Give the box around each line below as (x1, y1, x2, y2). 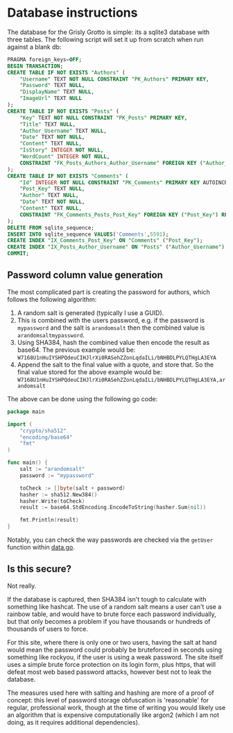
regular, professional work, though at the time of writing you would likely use (7, 703, 226, 711)
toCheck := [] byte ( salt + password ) (19, 485, 126, 492)
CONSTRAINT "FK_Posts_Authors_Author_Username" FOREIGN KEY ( (19, 159, 203, 166)
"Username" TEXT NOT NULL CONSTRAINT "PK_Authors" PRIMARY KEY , (19, 75, 209, 83)
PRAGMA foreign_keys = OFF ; (7, 56, 82, 63)
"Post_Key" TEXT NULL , (19, 186, 85, 193)
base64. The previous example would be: (17, 346, 136, 354)
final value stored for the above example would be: (17, 367, 163, 376)
